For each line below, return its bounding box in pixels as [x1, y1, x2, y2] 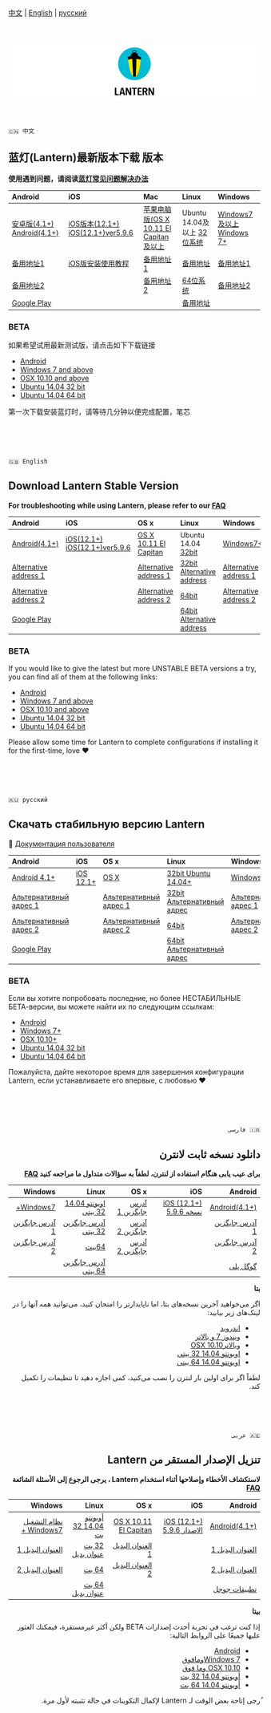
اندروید [220, 1323, 241, 1333]
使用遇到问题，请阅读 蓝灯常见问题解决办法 [8, 173, 149, 183]
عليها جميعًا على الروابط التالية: [169, 1630, 261, 1640]
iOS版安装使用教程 [68, 259, 130, 269]
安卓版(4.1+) [11, 219, 54, 229]
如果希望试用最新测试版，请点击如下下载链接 [8, 340, 156, 350]
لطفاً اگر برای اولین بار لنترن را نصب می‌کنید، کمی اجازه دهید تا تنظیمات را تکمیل [21, 1373, 261, 1383]
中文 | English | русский [8, 8, 87, 18]
